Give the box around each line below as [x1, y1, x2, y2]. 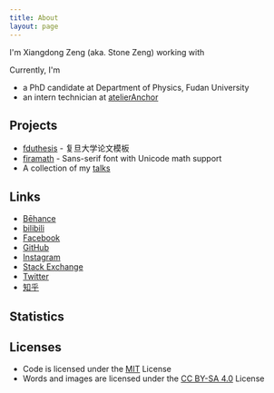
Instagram [22, 251, 61, 263]
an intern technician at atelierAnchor [22, 92, 159, 103]
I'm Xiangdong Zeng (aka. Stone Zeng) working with [9, 46, 205, 57]
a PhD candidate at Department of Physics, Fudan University [22, 82, 250, 93]
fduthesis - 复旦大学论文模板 [22, 142, 130, 154]
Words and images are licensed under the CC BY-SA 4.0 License [22, 373, 265, 384]
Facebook [22, 232, 61, 243]
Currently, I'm [9, 64, 61, 75]
